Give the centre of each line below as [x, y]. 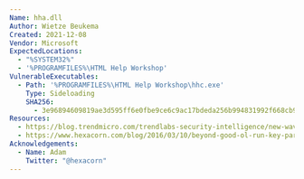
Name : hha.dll [36, 18]
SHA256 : [40, 102]
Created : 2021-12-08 [48, 34]
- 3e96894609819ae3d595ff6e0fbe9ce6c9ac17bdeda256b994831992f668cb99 [167, 110]
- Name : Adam [42, 152]
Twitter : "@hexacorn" [66, 160]
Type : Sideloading [60, 93]
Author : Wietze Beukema [54, 26]
